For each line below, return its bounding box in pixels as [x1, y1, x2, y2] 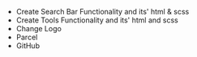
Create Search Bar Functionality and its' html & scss [15, 7, 190, 16]
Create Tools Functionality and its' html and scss [15, 15, 178, 25]
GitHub [15, 41, 41, 51]
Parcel [15, 32, 38, 42]
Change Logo [15, 24, 62, 33]
